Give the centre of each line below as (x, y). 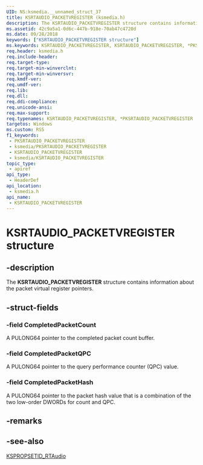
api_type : (19, 175)
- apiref (20, 169)
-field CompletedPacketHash (50, 382)
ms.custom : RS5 (25, 130)
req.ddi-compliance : (32, 101)
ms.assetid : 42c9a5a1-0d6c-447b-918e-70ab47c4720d (71, 29)
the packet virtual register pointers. (50, 289)
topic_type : (21, 164)
